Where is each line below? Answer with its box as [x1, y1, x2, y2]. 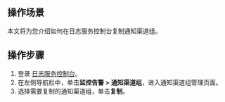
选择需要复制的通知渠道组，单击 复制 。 [17, 87, 129, 95]
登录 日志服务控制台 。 [17, 69, 82, 77]
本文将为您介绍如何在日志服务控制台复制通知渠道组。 [7, 27, 162, 35]
